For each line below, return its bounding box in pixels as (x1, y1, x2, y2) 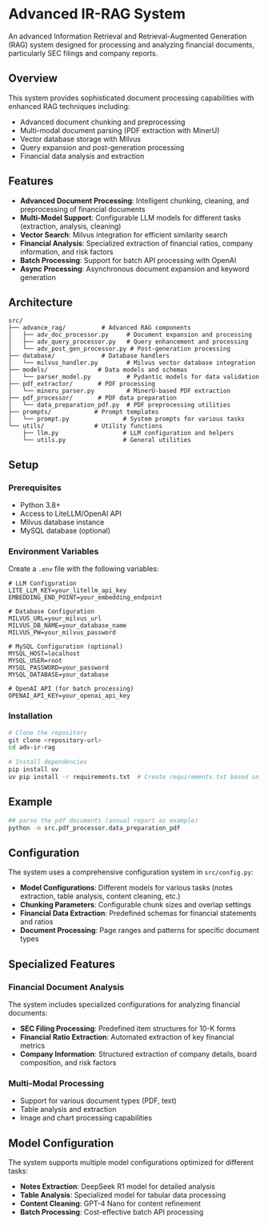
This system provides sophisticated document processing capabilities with (8, 93, 254, 103)
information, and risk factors (19, 246, 114, 257)
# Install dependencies (8, 758, 88, 766)
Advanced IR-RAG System (8, 5, 186, 23)
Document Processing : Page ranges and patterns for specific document (19, 926, 260, 935)
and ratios (19, 917, 54, 927)
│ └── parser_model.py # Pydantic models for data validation (8, 373, 260, 381)
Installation (8, 711, 54, 722)
